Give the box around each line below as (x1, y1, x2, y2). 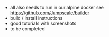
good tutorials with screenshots (10, 20, 77, 26)
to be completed (10, 26, 45, 32)
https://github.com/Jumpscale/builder (10, 10, 90, 16)
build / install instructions (10, 15, 63, 21)
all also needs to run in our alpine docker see (10, 5, 104, 10)
